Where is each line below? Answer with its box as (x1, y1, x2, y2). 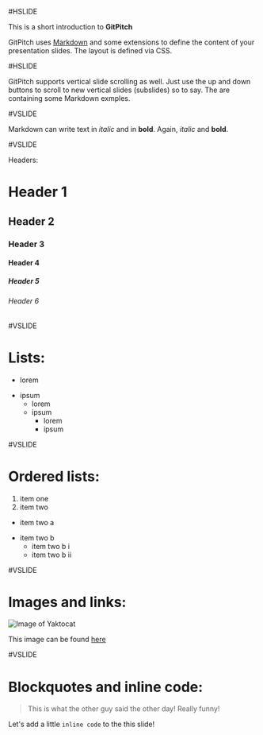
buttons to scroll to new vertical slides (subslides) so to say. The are (8, 85, 231, 95)
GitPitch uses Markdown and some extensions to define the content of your (8, 37, 255, 47)
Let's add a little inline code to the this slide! (8, 719, 155, 729)
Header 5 (8, 276, 40, 285)
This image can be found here (8, 635, 106, 644)
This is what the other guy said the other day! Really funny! (27, 704, 220, 714)
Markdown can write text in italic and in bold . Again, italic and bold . (8, 125, 229, 133)
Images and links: (8, 593, 127, 611)
